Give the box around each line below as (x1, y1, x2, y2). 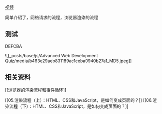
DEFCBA (5, 43, 22, 49)
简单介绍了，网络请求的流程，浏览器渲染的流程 (5, 15, 98, 20)
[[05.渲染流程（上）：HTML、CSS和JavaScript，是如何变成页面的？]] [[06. (5, 97, 153, 103)
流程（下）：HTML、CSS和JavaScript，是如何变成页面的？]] (9, 103, 129, 109)
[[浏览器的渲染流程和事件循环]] (5, 87, 67, 93)
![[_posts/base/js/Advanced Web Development (5, 52, 98, 58)
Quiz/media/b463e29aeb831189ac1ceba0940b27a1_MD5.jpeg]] (5, 58, 132, 64)
